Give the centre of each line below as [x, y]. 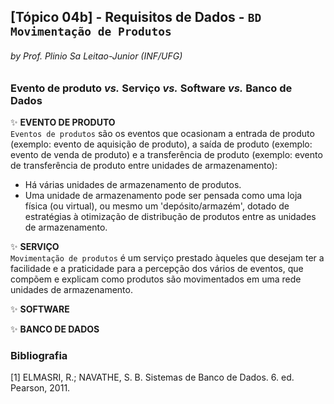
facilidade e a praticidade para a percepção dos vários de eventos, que [157, 268]
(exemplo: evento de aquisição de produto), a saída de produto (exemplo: [161, 144]
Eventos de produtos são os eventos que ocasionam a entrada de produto [162, 133]
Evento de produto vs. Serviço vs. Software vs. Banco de [151, 88]
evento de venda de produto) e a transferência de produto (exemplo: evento [166, 154]
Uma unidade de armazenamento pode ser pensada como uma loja [163, 195]
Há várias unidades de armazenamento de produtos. [133, 184]
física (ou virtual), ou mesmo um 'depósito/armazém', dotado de [157, 206]
